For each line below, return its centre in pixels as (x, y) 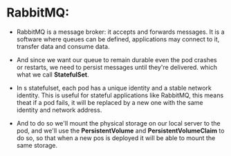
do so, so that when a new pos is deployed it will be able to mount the (116, 138)
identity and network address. (59, 110)
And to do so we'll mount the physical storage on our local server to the (118, 123)
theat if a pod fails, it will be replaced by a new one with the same (110, 102)
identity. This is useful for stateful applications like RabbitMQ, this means (120, 95)
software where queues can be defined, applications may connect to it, (118, 39)
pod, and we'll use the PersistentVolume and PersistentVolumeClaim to (120, 130)
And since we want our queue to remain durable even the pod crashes (117, 59)
